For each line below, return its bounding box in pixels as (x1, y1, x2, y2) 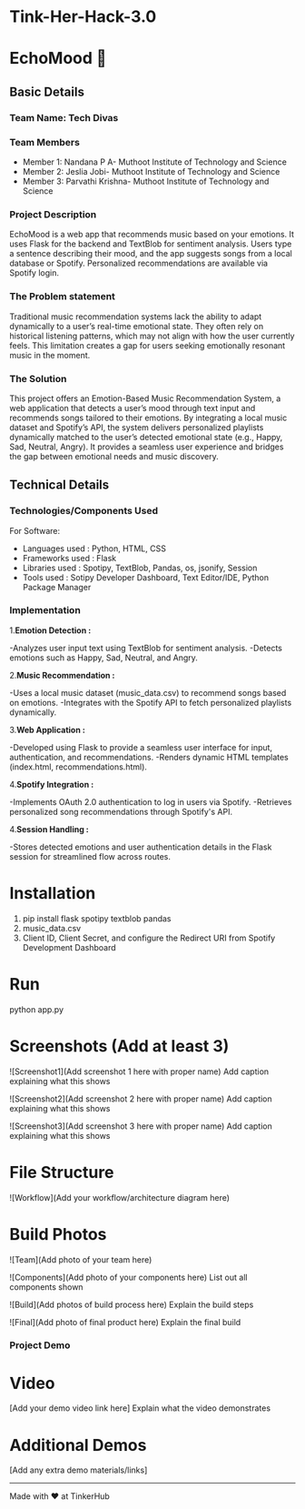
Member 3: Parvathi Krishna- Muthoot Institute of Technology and (22, 176, 270, 186)
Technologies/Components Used (9, 505, 159, 518)
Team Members (9, 136, 80, 148)
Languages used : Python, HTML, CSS (22, 543, 166, 554)
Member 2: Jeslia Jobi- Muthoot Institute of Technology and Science (22, 166, 280, 176)
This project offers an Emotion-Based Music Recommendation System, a (9, 393, 281, 404)
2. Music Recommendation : (9, 669, 115, 680)
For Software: (9, 525, 61, 536)
